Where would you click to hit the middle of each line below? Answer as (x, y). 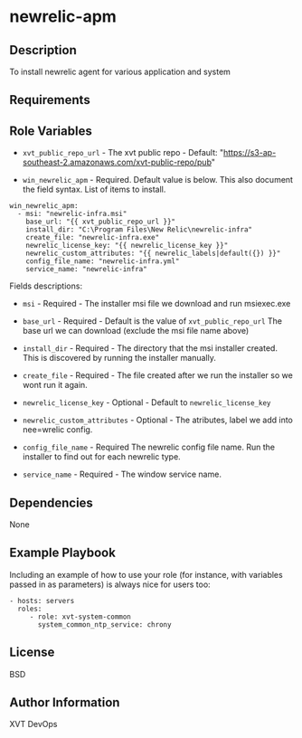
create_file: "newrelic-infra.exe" (93, 238)
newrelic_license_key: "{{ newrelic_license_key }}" (127, 246)
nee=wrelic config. (57, 430)
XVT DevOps (33, 724)
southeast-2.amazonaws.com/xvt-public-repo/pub (117, 162)
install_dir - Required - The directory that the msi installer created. (150, 348)
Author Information (65, 703)
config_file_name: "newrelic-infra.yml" (103, 261)
